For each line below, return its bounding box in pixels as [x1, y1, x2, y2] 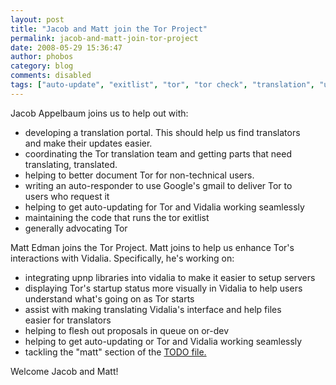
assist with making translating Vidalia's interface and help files [24, 303, 282, 315]
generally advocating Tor [24, 222, 128, 234]
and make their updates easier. [24, 137, 153, 149]
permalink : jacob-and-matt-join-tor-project [10, 33, 199, 43]
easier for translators [24, 314, 112, 326]
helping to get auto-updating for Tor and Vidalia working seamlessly [24, 201, 305, 213]
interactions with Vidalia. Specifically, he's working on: [10, 252, 235, 264]
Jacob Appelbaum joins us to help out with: [10, 107, 189, 119]
